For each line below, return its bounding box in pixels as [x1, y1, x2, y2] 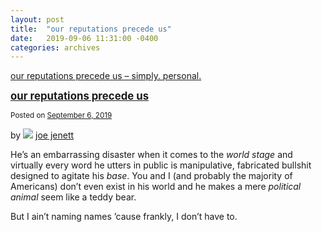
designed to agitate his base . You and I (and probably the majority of [10, 170, 293, 182]
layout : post [10, 14, 65, 25]
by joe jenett [10, 129, 75, 141]
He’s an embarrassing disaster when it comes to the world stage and [10, 149, 293, 161]
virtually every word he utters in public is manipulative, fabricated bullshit [10, 159, 312, 171]
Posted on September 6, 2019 [10, 111, 113, 121]
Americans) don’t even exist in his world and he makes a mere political [10, 181, 302, 193]
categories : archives [10, 42, 101, 53]
